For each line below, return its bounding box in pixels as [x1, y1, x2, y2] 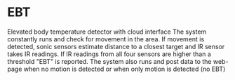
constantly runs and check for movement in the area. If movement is [7, 34, 205, 43]
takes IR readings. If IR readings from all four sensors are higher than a [7, 50, 212, 58]
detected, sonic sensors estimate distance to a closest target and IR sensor [7, 42, 225, 51]
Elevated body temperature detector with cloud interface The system [7, 27, 207, 36]
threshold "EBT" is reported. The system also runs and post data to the [7, 57, 212, 65]
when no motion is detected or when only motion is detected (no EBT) [23, 65, 226, 73]
